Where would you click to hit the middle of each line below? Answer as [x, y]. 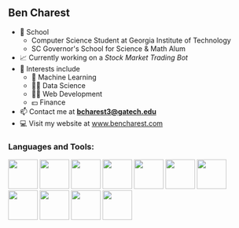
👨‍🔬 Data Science [59, 85]
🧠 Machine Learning [64, 77]
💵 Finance [48, 102]
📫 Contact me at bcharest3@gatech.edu [88, 111]
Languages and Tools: [51, 146]
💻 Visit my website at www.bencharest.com [91, 123]
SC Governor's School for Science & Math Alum [108, 48]
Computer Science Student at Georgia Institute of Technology [131, 40]
